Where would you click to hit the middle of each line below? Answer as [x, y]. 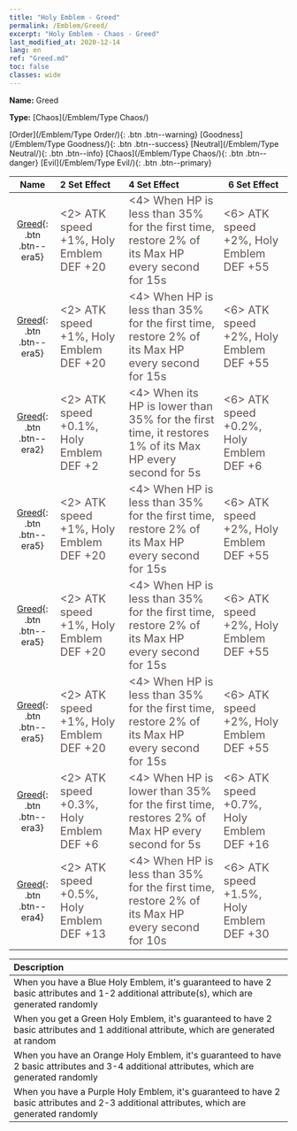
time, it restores [169, 433]
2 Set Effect [86, 184]
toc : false [29, 67]
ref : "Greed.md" [39, 58]
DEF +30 [246, 934]
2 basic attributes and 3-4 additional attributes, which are [134, 1066]
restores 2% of [168, 818]
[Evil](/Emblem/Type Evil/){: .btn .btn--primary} [126, 162]
